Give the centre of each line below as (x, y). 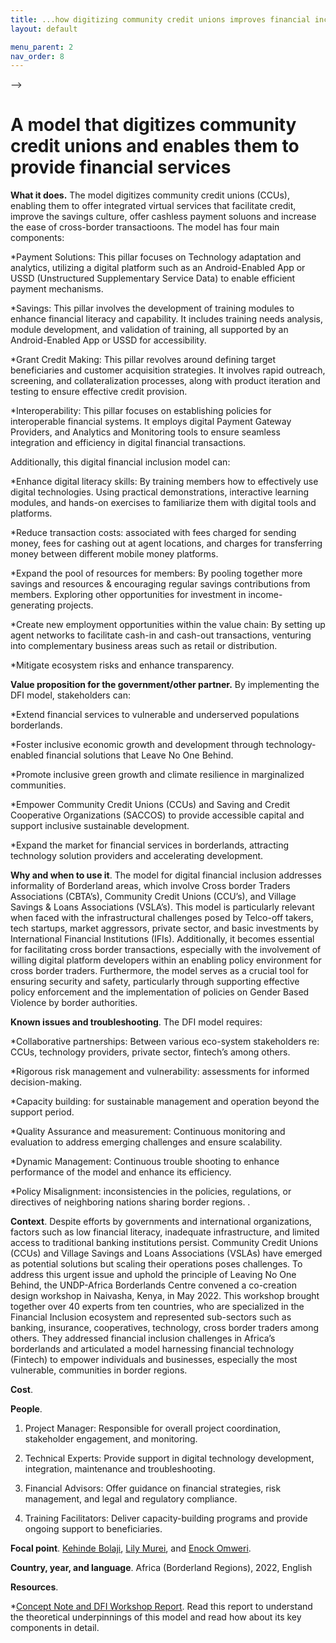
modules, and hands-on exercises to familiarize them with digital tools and (163, 503)
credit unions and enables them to (155, 146)
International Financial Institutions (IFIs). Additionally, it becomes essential (162, 939)
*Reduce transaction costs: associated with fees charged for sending (153, 533)
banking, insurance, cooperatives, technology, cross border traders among (165, 1328)
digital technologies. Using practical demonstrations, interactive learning (159, 492)
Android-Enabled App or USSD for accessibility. (108, 340)
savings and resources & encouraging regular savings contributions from (160, 584)
